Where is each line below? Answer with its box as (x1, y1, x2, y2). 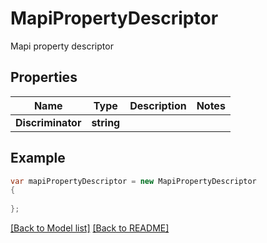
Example (10, 150, 66, 167)
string (91, 115, 121, 129)
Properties (10, 69, 78, 86)
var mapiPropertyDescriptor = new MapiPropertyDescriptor (10, 176, 257, 186)
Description (129, 98, 187, 112)
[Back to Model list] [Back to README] (10, 222, 170, 234)
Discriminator (15, 115, 82, 129)
